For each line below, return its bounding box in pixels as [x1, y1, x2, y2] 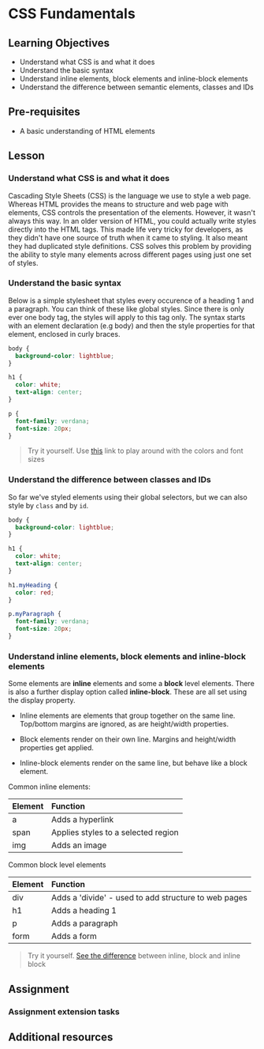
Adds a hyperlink [50, 814, 114, 825]
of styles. [8, 258, 39, 267]
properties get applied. [19, 743, 95, 753]
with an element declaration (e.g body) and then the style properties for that [8, 321, 255, 330]
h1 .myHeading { [8, 581, 58, 589]
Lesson [8, 149, 45, 163]
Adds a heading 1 [50, 905, 117, 916]
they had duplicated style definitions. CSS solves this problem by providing [8, 241, 252, 251]
